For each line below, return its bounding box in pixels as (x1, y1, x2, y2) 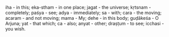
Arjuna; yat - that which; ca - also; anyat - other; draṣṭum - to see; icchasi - (5, 20, 164, 26)
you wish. (5, 26, 26, 32)
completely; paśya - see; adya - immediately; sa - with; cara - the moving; (5, 10, 162, 16)
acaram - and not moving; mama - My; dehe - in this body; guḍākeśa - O (5, 15, 159, 21)
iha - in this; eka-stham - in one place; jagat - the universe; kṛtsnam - (5, 5, 151, 10)
